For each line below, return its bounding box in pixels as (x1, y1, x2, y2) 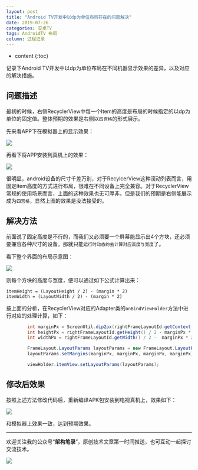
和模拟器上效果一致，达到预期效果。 (6, 420, 94, 427)
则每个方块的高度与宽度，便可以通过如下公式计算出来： (6, 276, 140, 284)
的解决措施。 (6, 72, 37, 79)
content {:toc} (14, 53, 49, 59)
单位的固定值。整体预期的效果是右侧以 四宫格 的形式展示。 (6, 115, 143, 122)
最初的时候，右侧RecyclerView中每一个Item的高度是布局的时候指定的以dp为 (6, 108, 190, 115)
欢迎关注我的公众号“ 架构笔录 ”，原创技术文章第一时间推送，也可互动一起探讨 (6, 438, 192, 445)
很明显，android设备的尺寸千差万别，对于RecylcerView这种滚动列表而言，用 (6, 175, 192, 182)
